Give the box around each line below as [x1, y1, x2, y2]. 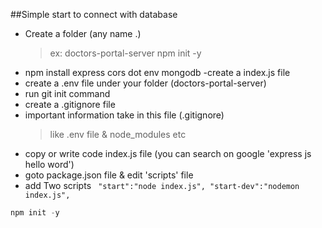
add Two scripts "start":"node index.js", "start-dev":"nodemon [24, 180, 300, 191]
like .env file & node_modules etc [49, 129, 187, 140]
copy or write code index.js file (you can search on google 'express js [24, 148, 312, 159]
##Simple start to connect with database [10, 9, 178, 20]
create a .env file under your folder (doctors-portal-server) [24, 77, 267, 89]
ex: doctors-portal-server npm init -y [49, 47, 202, 59]
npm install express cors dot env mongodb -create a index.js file [24, 67, 291, 78]
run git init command [24, 88, 111, 99]
